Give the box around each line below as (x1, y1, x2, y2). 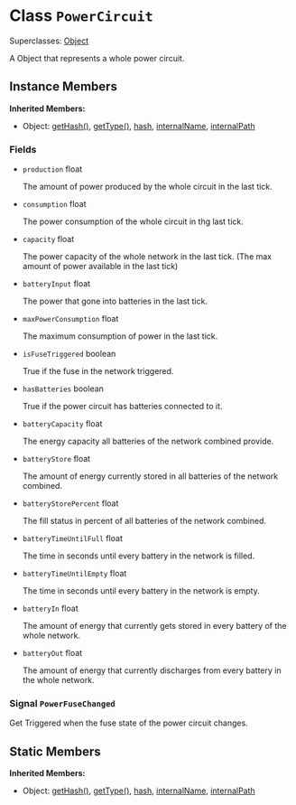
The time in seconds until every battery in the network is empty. (22, 585, 260, 596)
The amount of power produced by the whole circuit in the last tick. (22, 182, 273, 192)
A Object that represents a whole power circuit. (9, 52, 185, 63)
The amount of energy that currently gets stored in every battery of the (22, 621, 287, 632)
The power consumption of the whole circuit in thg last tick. (22, 216, 244, 227)
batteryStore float (22, 454, 91, 464)
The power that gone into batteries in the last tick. (22, 295, 208, 307)
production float (22, 164, 83, 174)
